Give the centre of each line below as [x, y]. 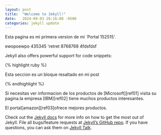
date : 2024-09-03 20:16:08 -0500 [41, 18]
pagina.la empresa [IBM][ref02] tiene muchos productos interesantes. [75, 99]
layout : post [18, 9]
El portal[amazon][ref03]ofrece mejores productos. [56, 108]
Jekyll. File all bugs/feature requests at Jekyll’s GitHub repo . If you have [76, 122]
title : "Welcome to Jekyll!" [36, 14]
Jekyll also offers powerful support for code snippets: [59, 56]
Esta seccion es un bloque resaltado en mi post [52, 75]
